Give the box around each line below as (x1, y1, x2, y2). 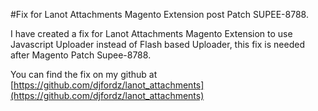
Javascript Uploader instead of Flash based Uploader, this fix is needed (10, 39, 305, 50)
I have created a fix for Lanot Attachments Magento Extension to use (10, 28, 293, 39)
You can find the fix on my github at (10, 69, 158, 80)
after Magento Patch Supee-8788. (10, 49, 152, 61)
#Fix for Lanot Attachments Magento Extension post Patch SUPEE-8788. (10, 9, 309, 20)
